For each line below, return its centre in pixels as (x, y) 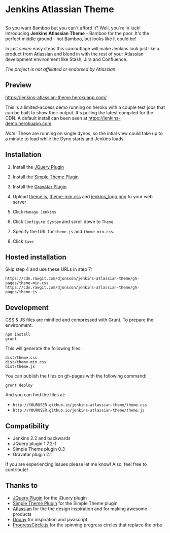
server (19, 202)
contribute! (17, 469)
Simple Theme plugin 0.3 (39, 449)
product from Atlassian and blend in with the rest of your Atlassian (74, 54)
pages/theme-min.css (27, 283)
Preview (19, 85)
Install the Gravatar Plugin (40, 186)
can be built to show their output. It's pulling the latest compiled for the (79, 112)
